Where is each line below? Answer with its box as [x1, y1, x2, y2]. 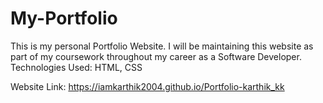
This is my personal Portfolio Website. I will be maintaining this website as [10, 40, 314, 52]
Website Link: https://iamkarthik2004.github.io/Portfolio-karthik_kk [10, 80, 285, 92]
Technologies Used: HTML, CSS [10, 61, 143, 73]
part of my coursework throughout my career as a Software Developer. [10, 50, 302, 62]
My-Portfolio [10, 7, 118, 30]
